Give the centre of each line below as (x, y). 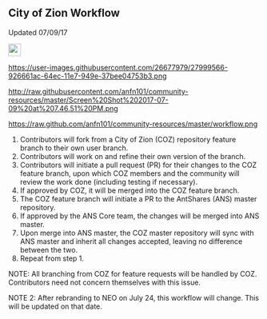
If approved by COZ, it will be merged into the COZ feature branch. (130, 190)
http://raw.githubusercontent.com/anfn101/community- (98, 91)
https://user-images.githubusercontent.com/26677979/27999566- (118, 67)
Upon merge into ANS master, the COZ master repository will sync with (137, 233)
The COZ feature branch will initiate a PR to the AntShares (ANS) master (138, 198)
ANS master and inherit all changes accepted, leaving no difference (131, 241)
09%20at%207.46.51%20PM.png (63, 108)
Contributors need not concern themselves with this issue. (105, 282)
